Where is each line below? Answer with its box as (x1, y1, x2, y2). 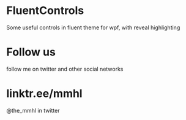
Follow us (6, 45, 56, 59)
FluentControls (6, 4, 84, 18)
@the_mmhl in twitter (6, 107, 60, 114)
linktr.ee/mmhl (6, 86, 83, 101)
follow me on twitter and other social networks (6, 65, 124, 72)
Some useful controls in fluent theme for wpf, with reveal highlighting (6, 24, 180, 31)
